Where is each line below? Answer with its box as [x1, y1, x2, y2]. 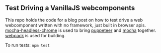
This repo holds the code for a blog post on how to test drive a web [5, 17, 143, 23]
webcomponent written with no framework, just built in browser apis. [5, 22, 146, 28]
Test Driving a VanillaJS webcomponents [5, 4, 135, 12]
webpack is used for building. [5, 32, 66, 38]
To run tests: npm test [5, 42, 50, 48]
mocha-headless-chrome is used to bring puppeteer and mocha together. [5, 27, 157, 33]
